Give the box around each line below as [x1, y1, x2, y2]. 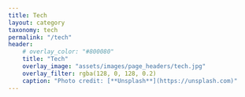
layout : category [8, 19, 65, 27]
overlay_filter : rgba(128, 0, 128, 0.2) [22, 70, 157, 77]
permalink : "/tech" [8, 33, 72, 41]
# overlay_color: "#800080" [22, 48, 114, 56]
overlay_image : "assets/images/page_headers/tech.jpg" [22, 63, 206, 70]
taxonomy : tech [8, 26, 58, 34]
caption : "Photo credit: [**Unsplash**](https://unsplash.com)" [22, 77, 238, 84]
